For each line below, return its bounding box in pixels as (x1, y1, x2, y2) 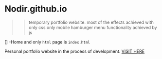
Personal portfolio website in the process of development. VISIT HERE (4, 48, 144, 54)
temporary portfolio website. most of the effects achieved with (28, 19, 154, 25)
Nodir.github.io (4, 3, 67, 15)
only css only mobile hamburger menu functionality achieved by (28, 24, 157, 30)
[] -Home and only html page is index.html (4, 39, 90, 44)
